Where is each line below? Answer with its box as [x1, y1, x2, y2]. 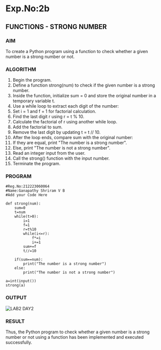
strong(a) [5, 283, 26, 288]
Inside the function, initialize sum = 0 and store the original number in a [12, 93, 156, 99]
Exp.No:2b [5, 3, 50, 14]
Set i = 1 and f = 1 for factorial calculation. [12, 109, 96, 115]
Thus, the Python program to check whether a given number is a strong [5, 329, 150, 335]
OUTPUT [5, 294, 27, 301]
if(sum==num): [14, 257, 43, 262]
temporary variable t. [12, 98, 55, 104]
